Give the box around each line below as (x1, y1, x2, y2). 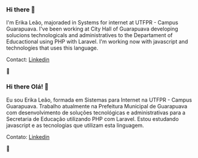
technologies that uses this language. (6, 44, 99, 51)
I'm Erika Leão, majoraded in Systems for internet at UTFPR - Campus (6, 19, 178, 26)
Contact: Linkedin (6, 56, 50, 63)
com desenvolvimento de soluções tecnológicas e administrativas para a (6, 109, 185, 116)
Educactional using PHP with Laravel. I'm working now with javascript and (6, 38, 188, 45)
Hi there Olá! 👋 (6, 83, 49, 91)
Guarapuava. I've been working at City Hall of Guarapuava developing (6, 25, 178, 32)
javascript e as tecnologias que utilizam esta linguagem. (6, 121, 145, 129)
